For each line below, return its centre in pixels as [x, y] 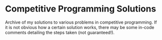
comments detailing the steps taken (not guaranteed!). [60, 32]
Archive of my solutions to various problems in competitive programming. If [81, 22]
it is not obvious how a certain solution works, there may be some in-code [80, 27]
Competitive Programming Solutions [81, 9]
